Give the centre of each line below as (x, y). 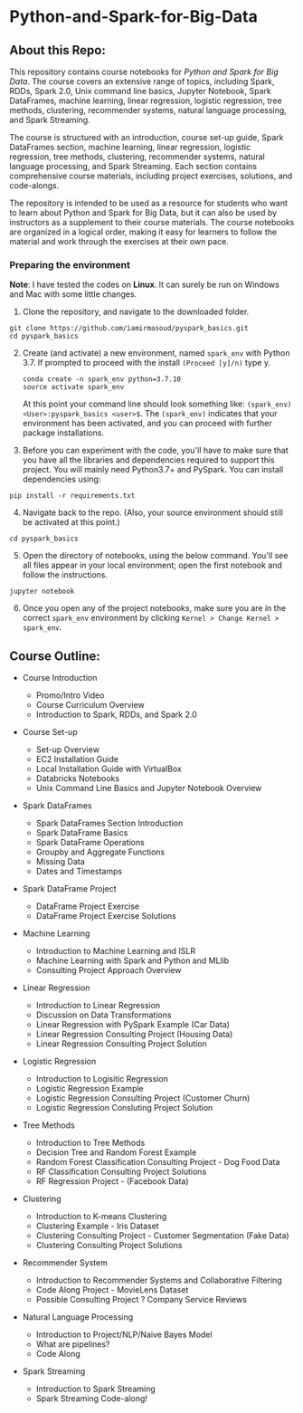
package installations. (63, 433)
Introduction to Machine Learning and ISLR (116, 951)
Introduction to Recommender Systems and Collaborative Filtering (159, 1280)
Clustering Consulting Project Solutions (109, 1246)
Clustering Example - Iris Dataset (98, 1226)
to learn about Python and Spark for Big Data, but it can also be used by (143, 213)
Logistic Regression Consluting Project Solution (124, 1108)
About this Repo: (57, 50)
